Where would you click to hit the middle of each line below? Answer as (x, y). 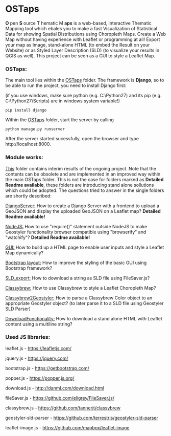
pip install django (26, 111)
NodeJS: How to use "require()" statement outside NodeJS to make (76, 226)
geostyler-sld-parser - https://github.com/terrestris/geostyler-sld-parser (82, 418)
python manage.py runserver (35, 129)
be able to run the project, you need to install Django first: (66, 85)
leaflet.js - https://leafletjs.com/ (39, 348)
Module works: (24, 158)
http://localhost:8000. (28, 144)
